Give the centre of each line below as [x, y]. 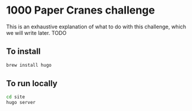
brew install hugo [29, 65]
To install [23, 52]
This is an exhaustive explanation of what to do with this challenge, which [96, 27]
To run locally [32, 84]
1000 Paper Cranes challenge [81, 10]
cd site [16, 97]
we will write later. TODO [37, 32]
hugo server [21, 103]
